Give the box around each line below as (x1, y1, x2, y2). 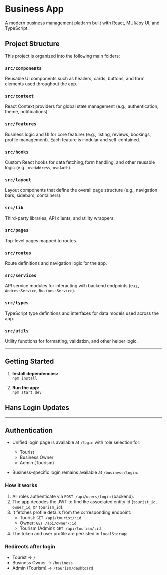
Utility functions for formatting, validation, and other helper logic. (5, 338, 138, 344)
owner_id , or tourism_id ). (12, 504, 64, 510)
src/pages (5, 227, 29, 233)
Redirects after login (5, 543, 56, 550)
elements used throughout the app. (5, 81, 78, 87)
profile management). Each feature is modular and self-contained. (5, 136, 140, 143)
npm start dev (12, 390, 42, 395)
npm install (12, 376, 37, 381)
